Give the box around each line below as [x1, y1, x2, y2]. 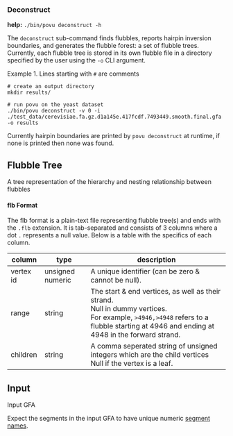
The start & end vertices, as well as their [90, 287, 221, 296]
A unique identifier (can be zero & [90, 267, 200, 276]
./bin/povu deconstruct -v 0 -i [7, 108, 101, 115]
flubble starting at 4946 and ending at [90, 321, 215, 331]
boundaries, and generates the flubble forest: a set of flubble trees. [7, 42, 200, 50]
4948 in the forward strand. [90, 330, 181, 339]
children [10, 350, 37, 360]
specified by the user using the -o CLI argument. [7, 56, 146, 65]
